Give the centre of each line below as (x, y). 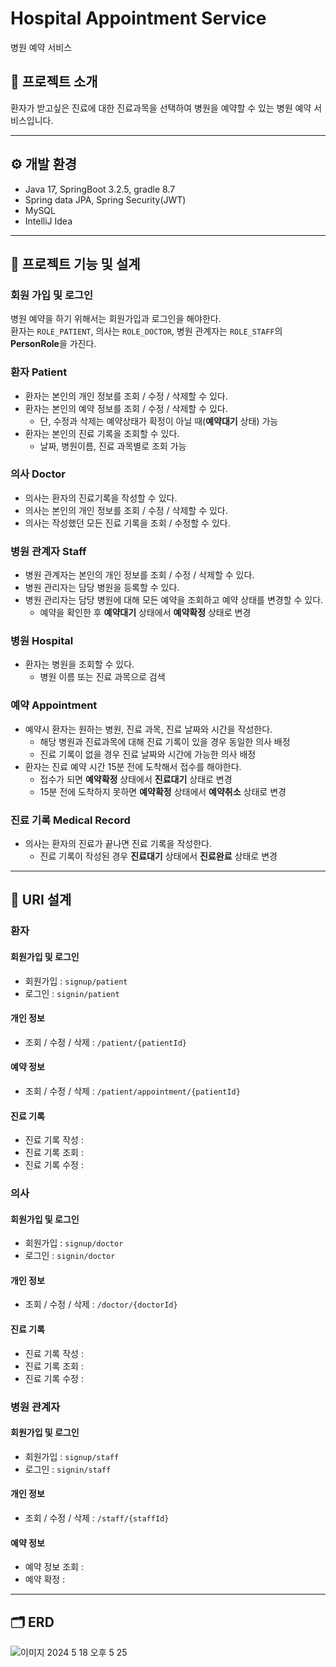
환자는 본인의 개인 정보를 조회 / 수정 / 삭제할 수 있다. (126, 396)
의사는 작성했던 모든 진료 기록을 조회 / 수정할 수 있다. (127, 523)
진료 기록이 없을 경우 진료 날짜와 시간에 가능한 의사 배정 (148, 754)
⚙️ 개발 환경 (44, 164)
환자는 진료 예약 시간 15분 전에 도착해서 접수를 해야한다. (133, 766)
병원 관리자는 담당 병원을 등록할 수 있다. (102, 588)
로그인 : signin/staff (68, 1469)
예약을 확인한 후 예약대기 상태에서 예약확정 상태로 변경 (145, 613)
